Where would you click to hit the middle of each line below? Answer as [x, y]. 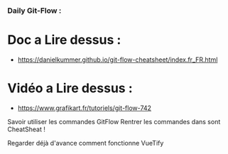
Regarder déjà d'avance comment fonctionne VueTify [86, 143]
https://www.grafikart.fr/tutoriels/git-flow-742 [84, 108]
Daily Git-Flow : [34, 11]
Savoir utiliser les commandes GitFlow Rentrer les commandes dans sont [114, 121]
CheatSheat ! [27, 129]
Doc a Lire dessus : [64, 40]
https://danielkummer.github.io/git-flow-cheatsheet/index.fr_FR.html [118, 60]
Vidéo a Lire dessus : [70, 88]
